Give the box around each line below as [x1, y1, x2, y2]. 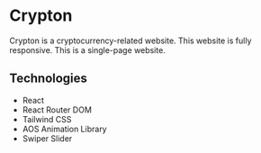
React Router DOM [22, 104, 93, 115]
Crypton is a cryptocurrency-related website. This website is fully [9, 35, 252, 46]
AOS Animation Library [22, 123, 107, 134]
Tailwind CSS [22, 113, 72, 124]
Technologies [9, 71, 88, 86]
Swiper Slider [22, 132, 73, 144]
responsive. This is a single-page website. [9, 44, 166, 55]
